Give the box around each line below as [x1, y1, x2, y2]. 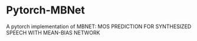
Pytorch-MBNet [6, 4, 86, 17]
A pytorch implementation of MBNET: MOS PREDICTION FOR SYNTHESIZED [6, 23, 192, 30]
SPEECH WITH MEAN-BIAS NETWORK [6, 29, 100, 36]
